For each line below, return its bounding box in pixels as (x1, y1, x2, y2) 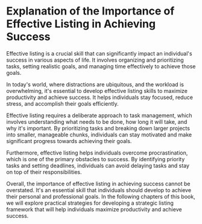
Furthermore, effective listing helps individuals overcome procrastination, (6, 149, 188, 156)
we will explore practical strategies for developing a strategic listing (6, 199, 174, 206)
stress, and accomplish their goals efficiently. (6, 100, 119, 107)
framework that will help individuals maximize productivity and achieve (6, 205, 182, 213)
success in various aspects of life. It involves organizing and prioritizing (6, 56, 184, 63)
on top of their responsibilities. (6, 168, 82, 176)
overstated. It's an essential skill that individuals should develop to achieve (6, 186, 192, 194)
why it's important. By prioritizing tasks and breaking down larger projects (6, 124, 190, 132)
